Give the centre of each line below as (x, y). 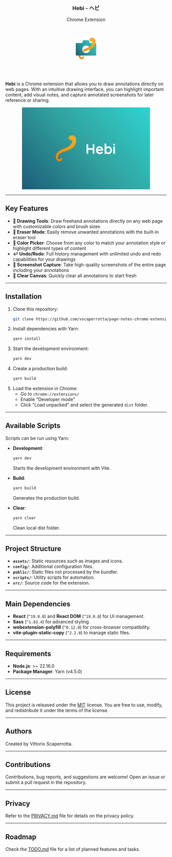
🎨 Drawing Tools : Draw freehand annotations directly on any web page (88, 221)
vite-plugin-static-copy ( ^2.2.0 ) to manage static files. (71, 633)
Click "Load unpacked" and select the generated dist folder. (84, 405)
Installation (24, 297)
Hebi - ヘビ (86, 8)
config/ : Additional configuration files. (53, 567)
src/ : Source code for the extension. (51, 583)
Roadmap (21, 837)
